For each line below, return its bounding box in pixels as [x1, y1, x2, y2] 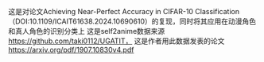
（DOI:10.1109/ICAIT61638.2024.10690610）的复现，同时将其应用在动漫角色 [8, 16, 257, 26]
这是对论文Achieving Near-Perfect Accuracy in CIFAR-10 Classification [8, 7, 240, 16]
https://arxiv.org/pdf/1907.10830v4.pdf [8, 46, 134, 54]
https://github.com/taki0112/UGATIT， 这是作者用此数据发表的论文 [8, 36, 225, 46]
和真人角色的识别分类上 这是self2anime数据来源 [8, 27, 165, 35]
